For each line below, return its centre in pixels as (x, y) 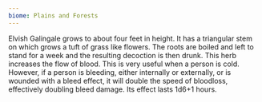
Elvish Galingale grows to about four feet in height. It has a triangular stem (130, 38)
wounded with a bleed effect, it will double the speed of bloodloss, (118, 80)
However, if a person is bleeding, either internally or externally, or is (120, 72)
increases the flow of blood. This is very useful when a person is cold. (124, 64)
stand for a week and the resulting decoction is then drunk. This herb (123, 55)
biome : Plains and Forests (53, 16)
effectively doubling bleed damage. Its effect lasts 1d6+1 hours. (113, 89)
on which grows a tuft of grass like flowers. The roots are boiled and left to (131, 47)
